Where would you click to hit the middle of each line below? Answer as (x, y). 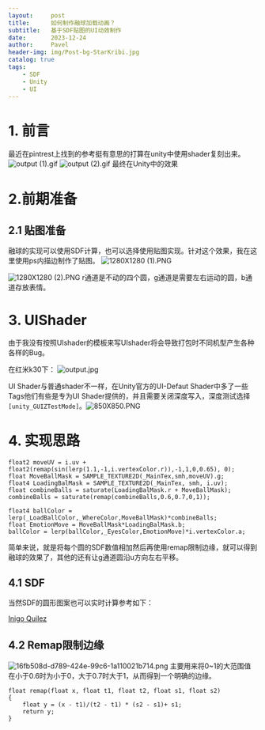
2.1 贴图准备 (37, 230)
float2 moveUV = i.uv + (47, 463)
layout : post (37, 15)
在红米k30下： (32, 369)
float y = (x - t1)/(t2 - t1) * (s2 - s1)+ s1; (102, 705)
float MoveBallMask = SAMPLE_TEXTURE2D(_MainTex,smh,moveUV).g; (116, 477)
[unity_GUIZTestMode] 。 (47, 406)
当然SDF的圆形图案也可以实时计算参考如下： (81, 603)
